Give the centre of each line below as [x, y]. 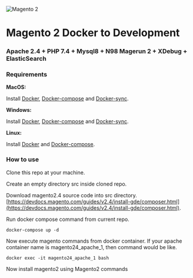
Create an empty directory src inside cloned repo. [66, 184]
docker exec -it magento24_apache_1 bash [58, 258]
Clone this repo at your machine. [46, 172]
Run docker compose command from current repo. [68, 219]
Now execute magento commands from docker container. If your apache [94, 241]
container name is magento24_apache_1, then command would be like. [92, 247]
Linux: [14, 133]
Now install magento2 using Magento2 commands [67, 269]
